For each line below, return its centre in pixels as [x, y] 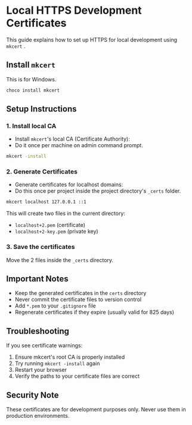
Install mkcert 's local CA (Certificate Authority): [72, 139]
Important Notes [37, 279]
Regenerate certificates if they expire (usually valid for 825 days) [95, 312]
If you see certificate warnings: [44, 345]
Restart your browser [41, 370]
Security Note [32, 395]
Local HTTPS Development [74, 10]
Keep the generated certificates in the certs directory [80, 293]
